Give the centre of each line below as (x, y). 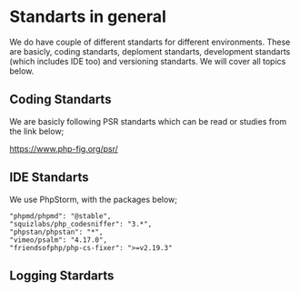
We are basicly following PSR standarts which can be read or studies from (148, 121)
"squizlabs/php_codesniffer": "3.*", (81, 224)
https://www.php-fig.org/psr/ (64, 148)
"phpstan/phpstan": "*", (56, 232)
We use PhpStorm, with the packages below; (94, 199)
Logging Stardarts (62, 275)
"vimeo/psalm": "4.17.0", (58, 240)
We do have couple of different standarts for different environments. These (150, 42)
